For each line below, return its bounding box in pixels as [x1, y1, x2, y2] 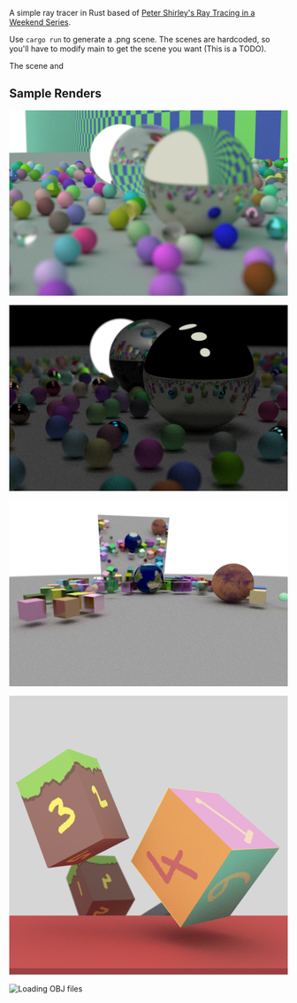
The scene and [9, 61, 65, 71]
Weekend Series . [9, 17, 72, 27]
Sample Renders [9, 86, 102, 101]
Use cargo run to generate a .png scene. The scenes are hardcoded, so [9, 35, 271, 44]
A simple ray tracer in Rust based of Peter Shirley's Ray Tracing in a [9, 8, 255, 18]
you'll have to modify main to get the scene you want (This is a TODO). [9, 43, 267, 54]
